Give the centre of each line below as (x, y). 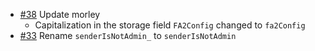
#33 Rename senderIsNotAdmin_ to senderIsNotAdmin (128, 35)
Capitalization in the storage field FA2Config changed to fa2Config (170, 25)
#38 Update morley (60, 14)
